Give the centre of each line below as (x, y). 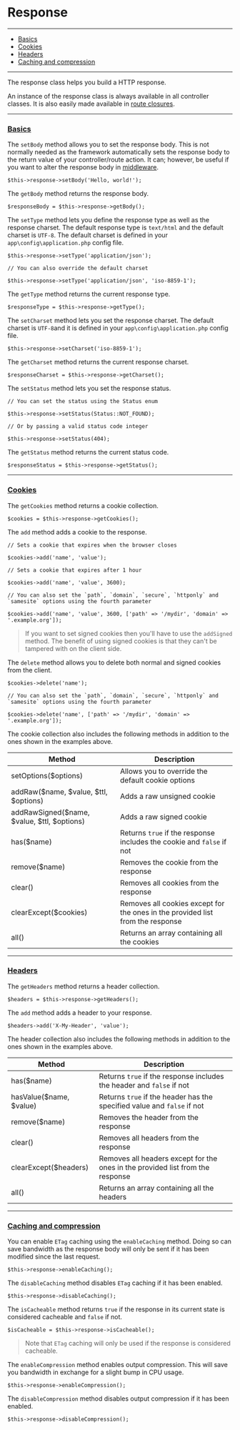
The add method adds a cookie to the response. (77, 532)
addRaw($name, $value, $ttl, (60, 792)
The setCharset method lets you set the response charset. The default (111, 321)
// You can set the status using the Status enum (83, 402)
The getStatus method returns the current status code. (88, 452)
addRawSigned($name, (50, 812)
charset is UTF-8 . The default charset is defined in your (87, 235)
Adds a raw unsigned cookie (168, 796)
